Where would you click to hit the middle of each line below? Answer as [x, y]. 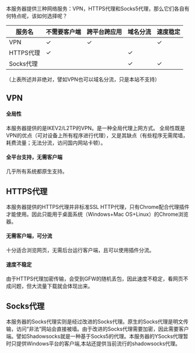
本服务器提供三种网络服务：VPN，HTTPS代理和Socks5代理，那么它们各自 [95, 9]
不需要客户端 [64, 32]
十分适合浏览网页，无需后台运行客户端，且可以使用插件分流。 [80, 250]
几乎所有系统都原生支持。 [37, 171]
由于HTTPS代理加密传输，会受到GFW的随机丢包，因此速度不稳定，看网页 [95, 279]
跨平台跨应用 [105, 32]
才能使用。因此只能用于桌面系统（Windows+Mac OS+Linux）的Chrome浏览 [97, 214]
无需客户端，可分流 [29, 236]
